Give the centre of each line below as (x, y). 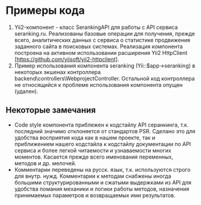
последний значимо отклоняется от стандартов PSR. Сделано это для (105, 131)
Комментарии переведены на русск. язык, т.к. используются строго (102, 169)
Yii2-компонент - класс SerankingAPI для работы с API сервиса (96, 27)
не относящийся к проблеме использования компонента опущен (98, 84)
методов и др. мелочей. (45, 163)
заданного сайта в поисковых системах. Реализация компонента (98, 46)
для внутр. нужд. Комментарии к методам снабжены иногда (93, 176)
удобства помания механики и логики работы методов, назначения (102, 189)
